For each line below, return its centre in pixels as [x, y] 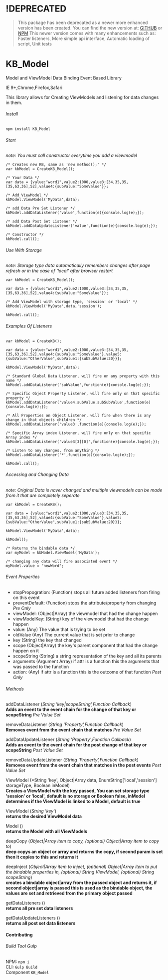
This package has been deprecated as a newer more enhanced [83, 22]
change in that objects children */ [44, 420]
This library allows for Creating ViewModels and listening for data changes [82, 97]
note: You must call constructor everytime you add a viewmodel [72, 155]
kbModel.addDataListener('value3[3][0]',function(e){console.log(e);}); [83, 441]
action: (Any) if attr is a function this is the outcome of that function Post [87, 672]
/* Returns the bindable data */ [40, 548]
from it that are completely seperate [43, 495]
